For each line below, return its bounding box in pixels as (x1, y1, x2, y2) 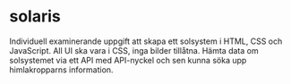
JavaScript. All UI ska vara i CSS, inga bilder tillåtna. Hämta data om (9, 45, 259, 55)
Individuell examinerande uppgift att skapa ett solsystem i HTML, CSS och (9, 36, 283, 46)
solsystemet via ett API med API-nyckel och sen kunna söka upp (9, 55, 247, 65)
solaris (9, 6, 61, 27)
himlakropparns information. (9, 64, 114, 75)
